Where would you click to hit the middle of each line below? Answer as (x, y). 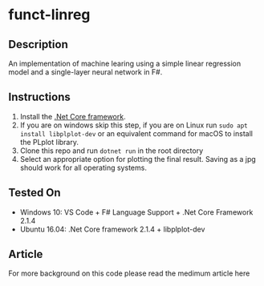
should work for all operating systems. (83, 167)
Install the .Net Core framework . (73, 116)
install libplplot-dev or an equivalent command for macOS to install (136, 133)
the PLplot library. (49, 142)
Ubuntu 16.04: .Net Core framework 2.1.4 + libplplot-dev (112, 229)
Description (38, 44)
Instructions (39, 97)
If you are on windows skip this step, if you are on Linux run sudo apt (134, 125)
